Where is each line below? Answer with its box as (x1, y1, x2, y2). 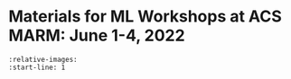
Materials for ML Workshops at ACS (8, 6, 282, 27)
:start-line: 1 (8, 63, 66, 72)
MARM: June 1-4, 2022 (8, 25, 186, 46)
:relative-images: (8, 55, 78, 64)
